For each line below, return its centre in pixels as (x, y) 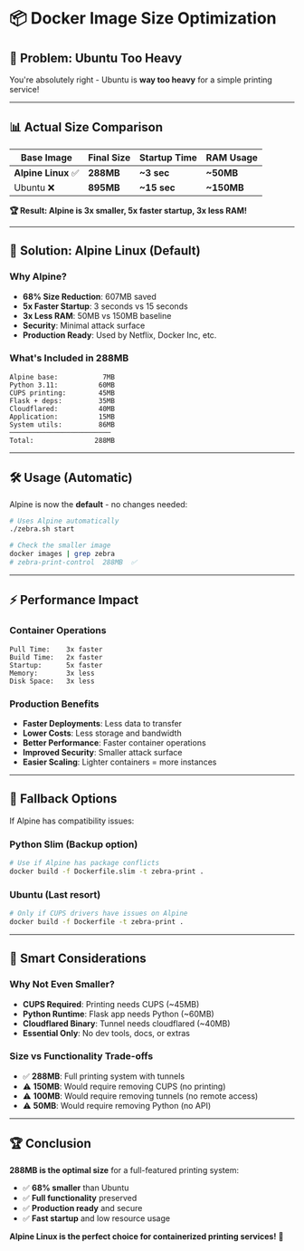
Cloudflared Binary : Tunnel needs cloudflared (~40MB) (126, 1023)
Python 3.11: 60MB (62, 385)
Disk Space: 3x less (52, 681)
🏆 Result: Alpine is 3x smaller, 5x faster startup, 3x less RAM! (128, 210)
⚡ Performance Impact (74, 600)
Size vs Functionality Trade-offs (81, 1056)
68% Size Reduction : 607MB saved (89, 296)
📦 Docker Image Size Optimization (143, 19)
